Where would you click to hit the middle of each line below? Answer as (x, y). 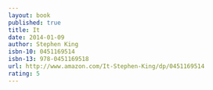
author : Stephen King (43, 45)
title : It (24, 30)
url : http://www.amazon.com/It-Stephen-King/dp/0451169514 (106, 67)
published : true (34, 23)
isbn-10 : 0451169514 (42, 52)
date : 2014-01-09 (36, 37)
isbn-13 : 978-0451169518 (49, 59)
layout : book (29, 15)
